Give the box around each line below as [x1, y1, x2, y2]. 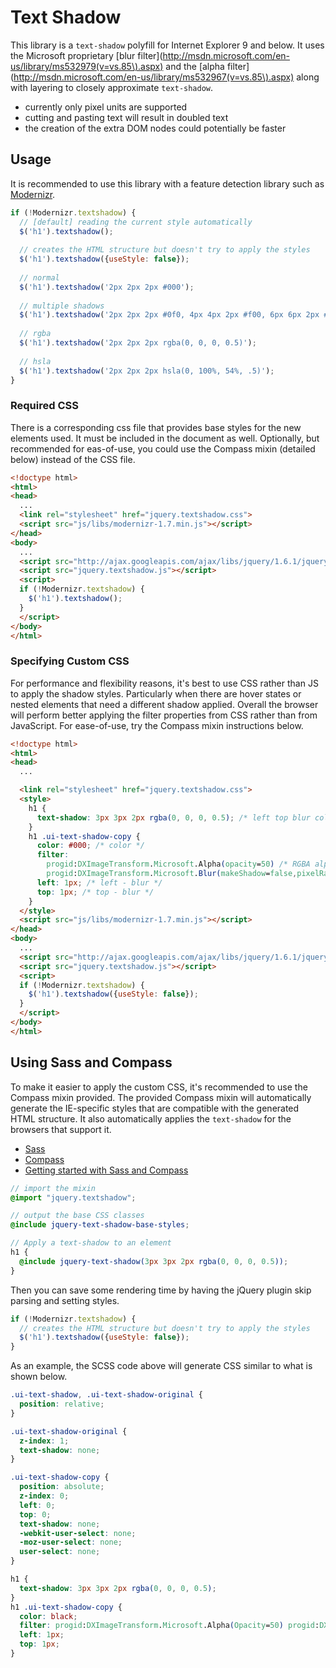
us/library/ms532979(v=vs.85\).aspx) [10, 60, 164, 72]
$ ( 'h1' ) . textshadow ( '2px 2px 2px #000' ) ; [19, 282, 195, 292]
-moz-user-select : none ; [19, 1537, 123, 1548]
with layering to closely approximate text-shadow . [10, 81, 214, 93]
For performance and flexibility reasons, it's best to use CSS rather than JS [10, 677, 319, 689]
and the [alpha [165, 60, 225, 72]
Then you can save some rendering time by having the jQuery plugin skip [10, 1284, 312, 1296]
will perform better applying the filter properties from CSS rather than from [10, 709, 318, 721]
